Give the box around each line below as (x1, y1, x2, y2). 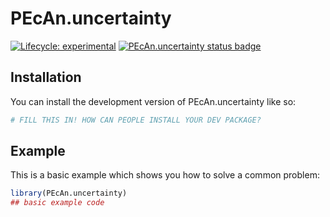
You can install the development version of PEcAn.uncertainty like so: (10, 95, 297, 107)
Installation (10, 69, 82, 86)
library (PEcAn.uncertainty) (10, 188, 128, 199)
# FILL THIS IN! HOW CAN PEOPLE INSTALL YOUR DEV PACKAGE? (10, 115, 262, 125)
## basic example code (10, 198, 105, 208)
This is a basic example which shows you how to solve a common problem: (10, 169, 320, 181)
